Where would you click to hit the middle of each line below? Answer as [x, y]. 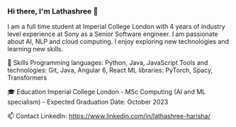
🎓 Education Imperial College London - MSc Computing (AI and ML [107, 92]
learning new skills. [35, 49]
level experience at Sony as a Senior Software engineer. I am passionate [113, 34]
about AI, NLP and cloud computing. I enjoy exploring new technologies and [118, 42]
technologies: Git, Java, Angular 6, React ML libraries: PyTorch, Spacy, [110, 71]
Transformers [27, 78]
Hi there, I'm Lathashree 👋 [53, 11]
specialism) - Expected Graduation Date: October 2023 [88, 102]
